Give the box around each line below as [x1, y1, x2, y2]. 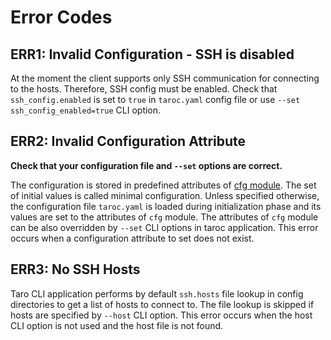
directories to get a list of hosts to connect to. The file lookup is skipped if [10, 298, 315, 310]
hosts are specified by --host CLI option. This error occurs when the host [10, 309, 313, 321]
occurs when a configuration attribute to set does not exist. [10, 232, 255, 244]
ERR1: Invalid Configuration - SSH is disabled [10, 46, 295, 63]
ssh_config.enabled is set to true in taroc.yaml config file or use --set [10, 94, 301, 105]
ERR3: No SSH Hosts [10, 261, 141, 278]
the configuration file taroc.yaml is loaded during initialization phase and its [10, 200, 322, 212]
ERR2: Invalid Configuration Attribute [10, 133, 247, 150]
